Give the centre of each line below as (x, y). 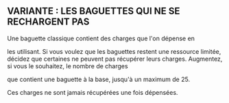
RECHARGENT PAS (48, 22)
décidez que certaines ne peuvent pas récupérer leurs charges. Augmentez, (115, 59)
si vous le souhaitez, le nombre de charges (68, 66)
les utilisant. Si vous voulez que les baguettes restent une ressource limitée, (114, 51)
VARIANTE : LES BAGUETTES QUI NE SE (94, 11)
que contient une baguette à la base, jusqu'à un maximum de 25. (99, 79)
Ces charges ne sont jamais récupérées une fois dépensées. (93, 92)
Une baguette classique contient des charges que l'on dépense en (101, 38)
